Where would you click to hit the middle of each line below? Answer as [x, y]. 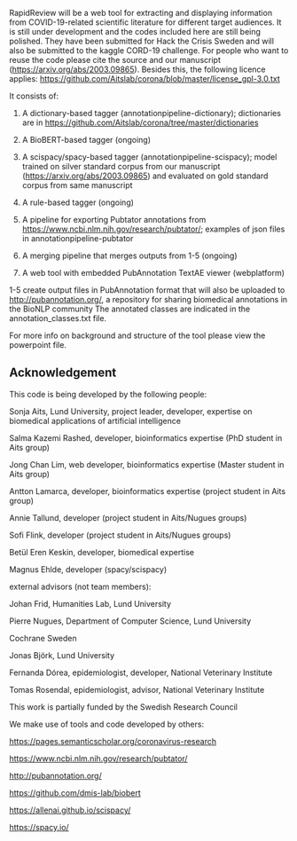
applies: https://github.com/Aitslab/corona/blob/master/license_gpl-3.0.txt [145, 79]
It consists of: [34, 96]
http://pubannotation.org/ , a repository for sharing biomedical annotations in [148, 299]
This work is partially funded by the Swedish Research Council [123, 707]
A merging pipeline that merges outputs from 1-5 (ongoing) [129, 255]
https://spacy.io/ [39, 827]
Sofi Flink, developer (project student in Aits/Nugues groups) [120, 535]
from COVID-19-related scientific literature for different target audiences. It [145, 22]
